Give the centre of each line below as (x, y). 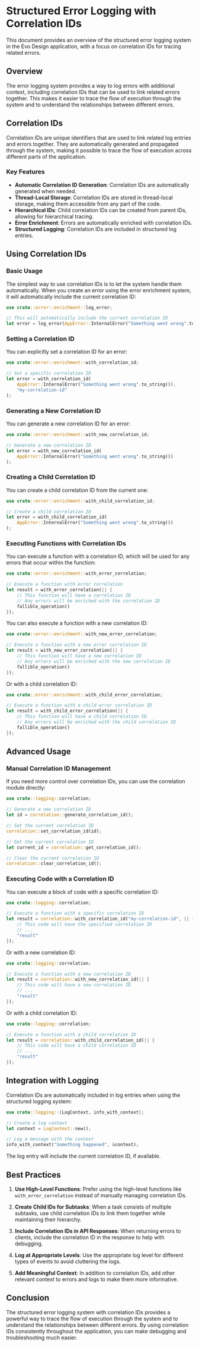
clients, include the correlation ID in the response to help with (89, 1237)
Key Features (26, 172)
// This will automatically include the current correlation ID (87, 318)
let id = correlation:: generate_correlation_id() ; (70, 815)
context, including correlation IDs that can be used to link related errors (93, 92)
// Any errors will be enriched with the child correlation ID (97, 722)
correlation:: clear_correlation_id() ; (54, 864)
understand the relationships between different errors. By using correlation (97, 1325)
